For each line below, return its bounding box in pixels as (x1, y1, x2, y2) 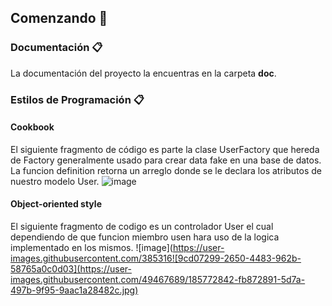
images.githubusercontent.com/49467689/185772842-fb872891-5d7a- (10, 274, 306, 286)
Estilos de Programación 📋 (10, 92, 145, 106)
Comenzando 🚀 (10, 10, 108, 27)
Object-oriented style (10, 198, 102, 210)
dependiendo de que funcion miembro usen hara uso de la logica (10, 231, 280, 243)
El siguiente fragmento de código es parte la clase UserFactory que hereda (10, 143, 320, 155)
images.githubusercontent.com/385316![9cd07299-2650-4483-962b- (10, 252, 302, 265)
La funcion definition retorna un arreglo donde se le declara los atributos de (10, 164, 322, 176)
